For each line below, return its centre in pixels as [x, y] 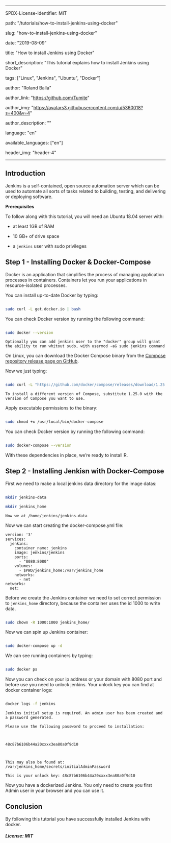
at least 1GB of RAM [33, 226]
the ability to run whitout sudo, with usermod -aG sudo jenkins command [85, 346]
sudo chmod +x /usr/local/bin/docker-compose [54, 422]
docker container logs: [29, 690]
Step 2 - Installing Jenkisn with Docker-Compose [85, 471]
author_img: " [20, 107]
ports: [21, 557]
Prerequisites [20, 206]
